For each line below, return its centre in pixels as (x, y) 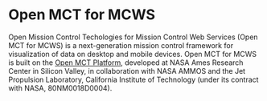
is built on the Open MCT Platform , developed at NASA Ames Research (126, 63)
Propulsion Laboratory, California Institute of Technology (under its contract (133, 79)
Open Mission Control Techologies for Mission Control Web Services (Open (133, 37)
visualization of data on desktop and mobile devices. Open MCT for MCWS (133, 54)
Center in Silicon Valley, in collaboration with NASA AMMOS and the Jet (127, 71)
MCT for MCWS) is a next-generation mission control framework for (121, 45)
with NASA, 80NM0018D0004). (60, 88)
